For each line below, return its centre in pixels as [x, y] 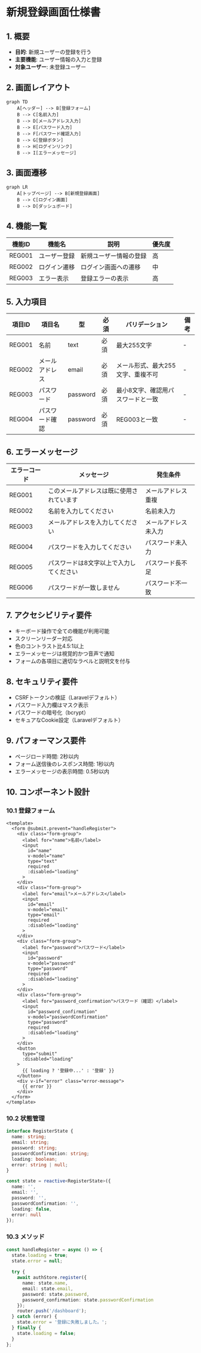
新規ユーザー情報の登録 [113, 256]
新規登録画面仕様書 [54, 12]
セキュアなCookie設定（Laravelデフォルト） [69, 720]
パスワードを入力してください [89, 547]
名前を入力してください [80, 511]
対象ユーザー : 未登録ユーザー [51, 67]
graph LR [17, 187]
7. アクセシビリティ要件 [49, 615]
